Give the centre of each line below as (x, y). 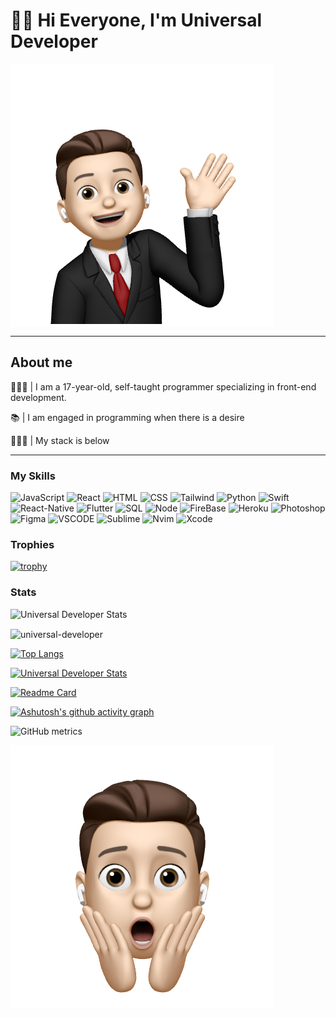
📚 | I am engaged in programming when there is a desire (127, 417)
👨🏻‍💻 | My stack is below (60, 440)
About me (41, 362)
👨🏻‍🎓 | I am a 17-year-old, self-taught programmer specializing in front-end (163, 386)
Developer (54, 41)
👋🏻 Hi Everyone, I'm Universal (136, 20)
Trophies (32, 544)
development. (38, 397)
